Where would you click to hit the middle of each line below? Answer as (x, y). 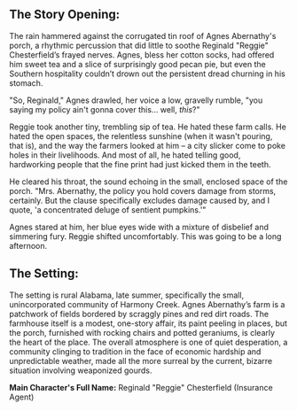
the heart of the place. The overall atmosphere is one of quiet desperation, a (148, 342)
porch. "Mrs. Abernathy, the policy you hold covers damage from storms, (143, 190)
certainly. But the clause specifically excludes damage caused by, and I (140, 200)
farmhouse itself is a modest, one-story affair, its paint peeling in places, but (148, 323)
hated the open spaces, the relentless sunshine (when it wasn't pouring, (141, 136)
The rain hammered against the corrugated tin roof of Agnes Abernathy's (143, 35)
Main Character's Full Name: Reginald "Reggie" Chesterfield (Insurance (141, 387)
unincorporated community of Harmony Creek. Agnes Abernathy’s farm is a (147, 304)
